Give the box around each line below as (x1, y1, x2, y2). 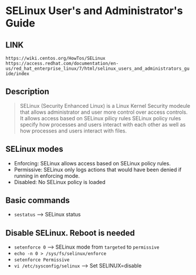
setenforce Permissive (13, 257, 70, 263)
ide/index (5, 71, 30, 77)
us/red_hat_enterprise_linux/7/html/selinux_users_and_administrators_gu (5, 66, 190, 72)
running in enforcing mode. (13, 172, 80, 179)
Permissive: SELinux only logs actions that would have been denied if (13, 166, 182, 173)
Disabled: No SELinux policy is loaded (13, 178, 106, 185)
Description (5, 87, 49, 97)
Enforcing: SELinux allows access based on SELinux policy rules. (13, 159, 171, 167)
